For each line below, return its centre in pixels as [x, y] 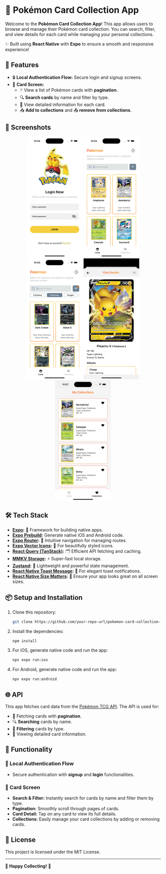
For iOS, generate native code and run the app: [60, 650]
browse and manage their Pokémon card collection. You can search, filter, [80, 29]
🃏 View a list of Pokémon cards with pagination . [69, 90]
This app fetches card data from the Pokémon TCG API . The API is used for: [82, 706]
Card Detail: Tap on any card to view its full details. [64, 814]
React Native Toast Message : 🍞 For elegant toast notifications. [77, 571]
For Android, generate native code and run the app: [64, 670]
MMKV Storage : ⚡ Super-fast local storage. [57, 558]
